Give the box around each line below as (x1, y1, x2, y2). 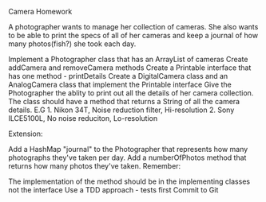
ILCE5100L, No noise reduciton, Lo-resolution (8, 114, 158, 122)
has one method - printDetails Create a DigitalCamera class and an (8, 72, 228, 80)
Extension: (8, 129, 43, 138)
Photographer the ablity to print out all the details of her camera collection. (8, 88, 254, 98)
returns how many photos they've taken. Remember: (8, 161, 181, 170)
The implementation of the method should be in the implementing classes (8, 177, 250, 186)
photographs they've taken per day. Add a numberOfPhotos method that (8, 153, 247, 162)
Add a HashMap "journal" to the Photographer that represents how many (8, 145, 248, 153)
